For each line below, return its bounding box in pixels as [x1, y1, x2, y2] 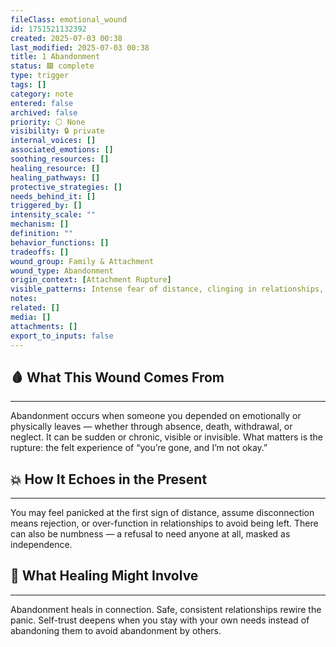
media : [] [10, 312, 52, 322]
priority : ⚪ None [10, 117, 86, 127]
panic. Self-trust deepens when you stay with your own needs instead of [10, 614, 310, 626]
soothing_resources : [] [10, 154, 110, 164]
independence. [10, 539, 73, 550]
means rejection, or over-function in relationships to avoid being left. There [10, 517, 319, 529]
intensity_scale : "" [10, 210, 97, 220]
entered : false [10, 98, 74, 108]
